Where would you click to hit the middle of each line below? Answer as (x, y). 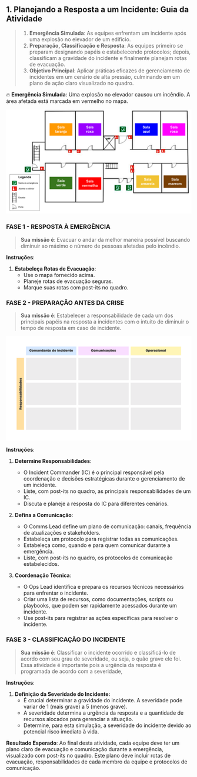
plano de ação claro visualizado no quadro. (81, 83)
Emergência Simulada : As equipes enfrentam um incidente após (108, 33)
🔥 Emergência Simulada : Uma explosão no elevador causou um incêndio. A (98, 94)
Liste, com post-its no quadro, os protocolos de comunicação (98, 558)
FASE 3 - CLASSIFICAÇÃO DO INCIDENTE (66, 639)
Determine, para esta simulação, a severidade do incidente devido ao (107, 725)
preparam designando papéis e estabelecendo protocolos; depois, (110, 52)
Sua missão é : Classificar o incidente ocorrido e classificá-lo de (98, 652)
